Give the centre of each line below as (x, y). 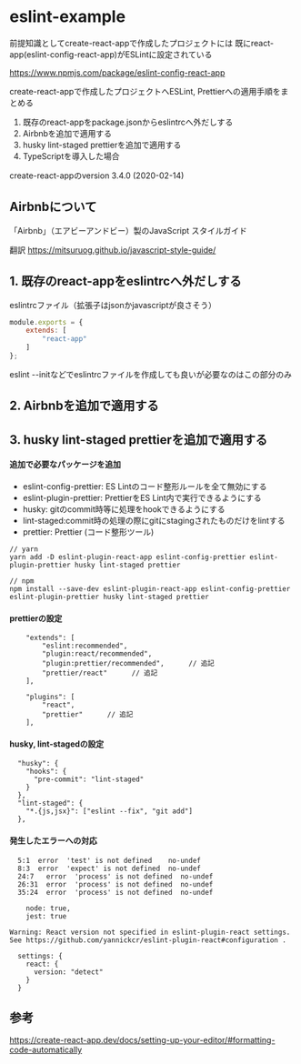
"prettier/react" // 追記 (100, 673)
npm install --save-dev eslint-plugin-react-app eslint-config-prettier (150, 588)
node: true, (48, 908)
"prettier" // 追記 (88, 715)
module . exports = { (46, 322)
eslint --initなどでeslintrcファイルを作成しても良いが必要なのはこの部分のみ (151, 374)
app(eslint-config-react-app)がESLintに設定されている (111, 54)
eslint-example (67, 17)
